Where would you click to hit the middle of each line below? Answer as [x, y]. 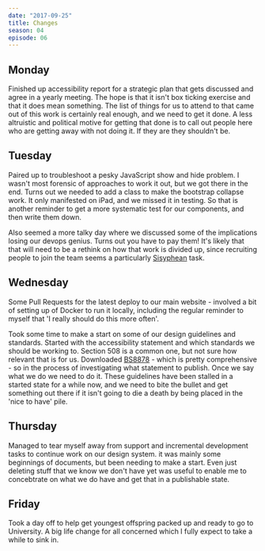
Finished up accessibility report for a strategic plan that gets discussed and [131, 89]
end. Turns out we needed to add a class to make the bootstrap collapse [126, 192]
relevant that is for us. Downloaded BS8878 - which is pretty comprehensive [132, 359]
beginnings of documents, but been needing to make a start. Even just [123, 462]
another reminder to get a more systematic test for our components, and [126, 209]
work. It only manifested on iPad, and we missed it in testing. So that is [123, 200]
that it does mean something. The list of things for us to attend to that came [131, 106]
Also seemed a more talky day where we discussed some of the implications [133, 232]
